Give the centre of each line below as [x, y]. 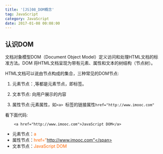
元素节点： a [24, 134]
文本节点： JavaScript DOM [39, 146]
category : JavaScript [27, 19]
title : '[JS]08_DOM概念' [30, 10]
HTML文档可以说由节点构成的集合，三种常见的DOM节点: [62, 73]
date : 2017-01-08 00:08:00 [33, 23]
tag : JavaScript [22, 14]
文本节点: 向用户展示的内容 [39, 94]
